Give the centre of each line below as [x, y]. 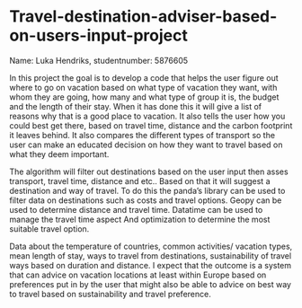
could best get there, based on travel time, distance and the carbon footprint [151, 125]
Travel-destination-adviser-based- [143, 17]
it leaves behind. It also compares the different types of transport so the [142, 135]
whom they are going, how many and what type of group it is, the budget [144, 97]
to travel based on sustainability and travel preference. [110, 294]
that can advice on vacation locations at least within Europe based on [138, 275]
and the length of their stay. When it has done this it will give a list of [136, 106]
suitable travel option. [49, 229]
